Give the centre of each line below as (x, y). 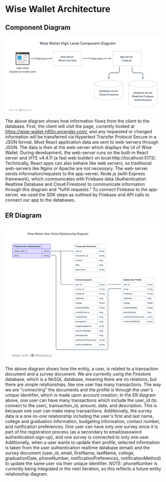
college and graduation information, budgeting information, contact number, (83, 421)
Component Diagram (38, 27)
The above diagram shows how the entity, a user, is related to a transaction (82, 369)
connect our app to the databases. (40, 200)
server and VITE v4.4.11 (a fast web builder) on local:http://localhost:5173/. (81, 158)
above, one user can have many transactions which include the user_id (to (81, 400)
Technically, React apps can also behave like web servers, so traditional (79, 163)
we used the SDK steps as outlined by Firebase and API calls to (85, 195)
